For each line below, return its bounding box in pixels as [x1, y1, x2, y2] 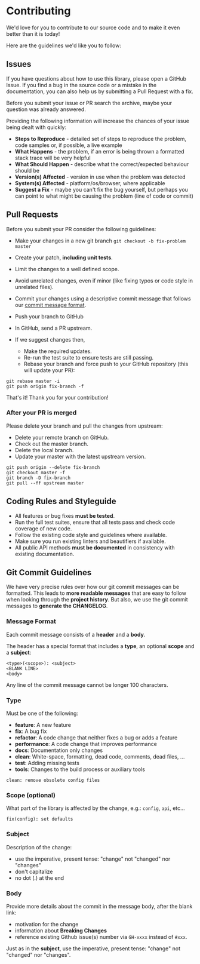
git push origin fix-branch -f [6, 383, 84, 389]
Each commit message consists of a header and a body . [6, 631, 146, 638]
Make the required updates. [23, 348, 92, 355]
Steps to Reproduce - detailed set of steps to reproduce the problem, [14, 135, 187, 142]
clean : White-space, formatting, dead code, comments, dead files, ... [14, 753, 185, 760]
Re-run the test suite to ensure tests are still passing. [23, 354, 154, 361]
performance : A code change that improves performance [14, 741, 157, 748]
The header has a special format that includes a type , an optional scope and [6, 642, 195, 649]
